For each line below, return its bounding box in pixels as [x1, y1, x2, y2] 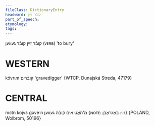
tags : [5, 26, 17, 31]
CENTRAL [5, 93, 47, 104]
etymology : [5, 21, 28, 27]
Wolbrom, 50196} [5, 115, 41, 121]
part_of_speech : [5, 17, 39, 22]
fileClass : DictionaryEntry [5, 7, 65, 13]
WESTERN [5, 58, 49, 70]
